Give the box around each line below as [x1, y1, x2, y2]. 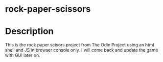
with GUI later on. [5, 52, 40, 58]
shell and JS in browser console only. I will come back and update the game [5, 47, 158, 53]
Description [5, 26, 54, 37]
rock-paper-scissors [5, 3, 91, 15]
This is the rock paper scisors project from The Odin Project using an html [5, 42, 154, 48]
